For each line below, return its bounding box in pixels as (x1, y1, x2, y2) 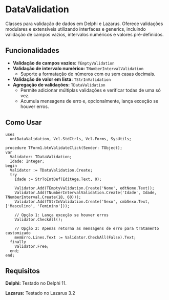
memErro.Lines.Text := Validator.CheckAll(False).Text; (14, 234, 137, 240)
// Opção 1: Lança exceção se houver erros (14, 212, 109, 218)
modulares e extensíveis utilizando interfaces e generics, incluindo (5, 26, 146, 32)
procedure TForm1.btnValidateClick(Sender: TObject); (5, 145, 123, 151)
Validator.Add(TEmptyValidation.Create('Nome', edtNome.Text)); (14, 185, 155, 190)
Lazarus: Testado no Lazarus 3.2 (5, 290, 75, 296)
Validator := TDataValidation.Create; (10, 167, 93, 173)
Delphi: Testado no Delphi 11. (5, 280, 67, 286)
